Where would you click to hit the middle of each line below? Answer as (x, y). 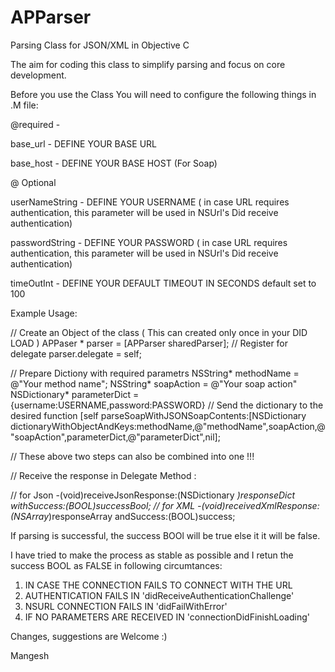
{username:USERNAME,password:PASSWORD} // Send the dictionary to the (167, 405)
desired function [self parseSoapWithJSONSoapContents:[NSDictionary (158, 415)
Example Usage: (44, 313)
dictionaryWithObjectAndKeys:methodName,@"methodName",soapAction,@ (168, 426)
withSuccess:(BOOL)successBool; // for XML (103, 505)
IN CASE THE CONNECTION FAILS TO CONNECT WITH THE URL (158, 585)
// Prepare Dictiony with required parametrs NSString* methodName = (155, 373)
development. (38, 75)
